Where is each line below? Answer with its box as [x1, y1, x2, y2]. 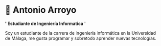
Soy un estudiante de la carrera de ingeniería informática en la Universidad [5, 30, 156, 36]
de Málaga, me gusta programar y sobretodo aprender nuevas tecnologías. [5, 35, 157, 41]
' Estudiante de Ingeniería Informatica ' [5, 21, 86, 26]
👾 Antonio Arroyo [5, 4, 77, 16]
